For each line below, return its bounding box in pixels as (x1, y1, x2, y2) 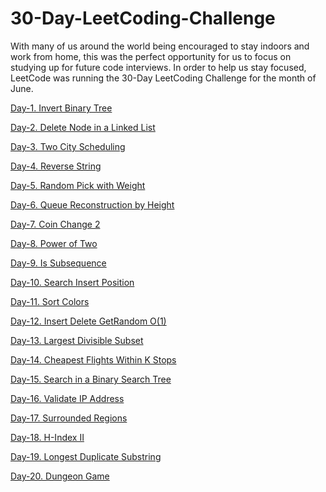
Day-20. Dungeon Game (10, 470, 110, 482)
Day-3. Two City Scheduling (10, 140, 126, 152)
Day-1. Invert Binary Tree (10, 102, 113, 114)
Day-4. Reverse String (10, 160, 102, 172)
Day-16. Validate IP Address (10, 392, 125, 404)
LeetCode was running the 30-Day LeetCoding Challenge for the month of (10, 72, 317, 84)
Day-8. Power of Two (10, 237, 98, 249)
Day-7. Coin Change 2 (10, 218, 101, 230)
